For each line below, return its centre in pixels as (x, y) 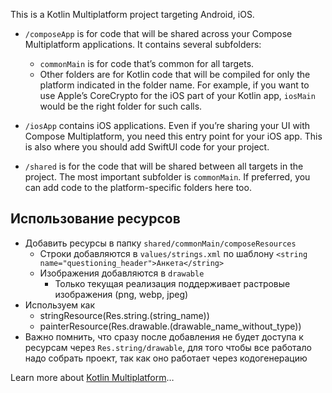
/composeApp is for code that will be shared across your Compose (158, 33)
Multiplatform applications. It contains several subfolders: (143, 44)
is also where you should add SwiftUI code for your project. (147, 147)
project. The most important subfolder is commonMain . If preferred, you (167, 177)
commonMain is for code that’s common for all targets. (147, 63)
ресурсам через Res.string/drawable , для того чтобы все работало (168, 347)
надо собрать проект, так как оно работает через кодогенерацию (166, 358)
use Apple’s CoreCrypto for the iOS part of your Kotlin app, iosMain (177, 95)
